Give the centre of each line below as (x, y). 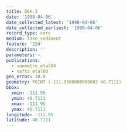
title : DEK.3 (22, 11)
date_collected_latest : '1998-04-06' (52, 22)
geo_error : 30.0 (26, 77)
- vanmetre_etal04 (34, 66)
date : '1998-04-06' (30, 17)
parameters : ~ (23, 55)
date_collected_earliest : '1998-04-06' (55, 28)
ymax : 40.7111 (28, 109)
